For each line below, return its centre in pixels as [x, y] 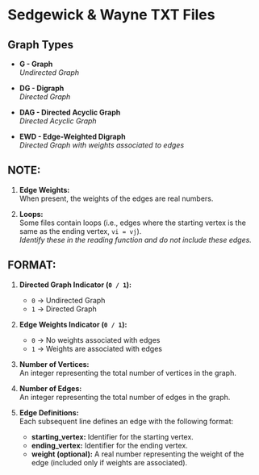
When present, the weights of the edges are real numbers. [116, 198]
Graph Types [41, 45]
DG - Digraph [42, 88]
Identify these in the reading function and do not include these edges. [135, 240]
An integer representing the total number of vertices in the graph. [128, 373]
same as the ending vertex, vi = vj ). [80, 231]
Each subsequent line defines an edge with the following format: [126, 421]
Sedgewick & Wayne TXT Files [111, 15]
